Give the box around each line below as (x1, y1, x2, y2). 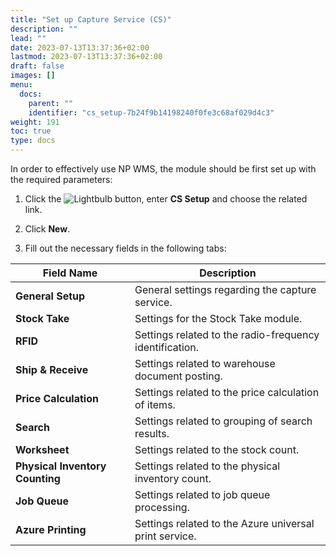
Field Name (42, 266, 98, 280)
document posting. (134, 369, 223, 383)
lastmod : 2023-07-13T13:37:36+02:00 (10, 52, 163, 62)
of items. (134, 398, 176, 411)
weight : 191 (10, 117, 60, 127)
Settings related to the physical (134, 459, 281, 473)
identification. (134, 341, 200, 354)
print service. (134, 529, 197, 543)
